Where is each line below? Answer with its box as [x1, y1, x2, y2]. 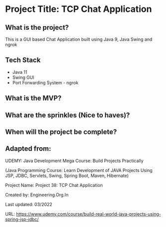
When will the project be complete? [5, 127, 117, 136]
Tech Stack [5, 56, 41, 64]
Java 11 [12, 69, 27, 75]
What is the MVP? [5, 94, 62, 103]
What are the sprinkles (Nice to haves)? [5, 111, 130, 119]
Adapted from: [5, 145, 51, 153]
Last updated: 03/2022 [5, 201, 53, 207]
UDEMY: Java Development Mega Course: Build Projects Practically [5, 158, 144, 164]
